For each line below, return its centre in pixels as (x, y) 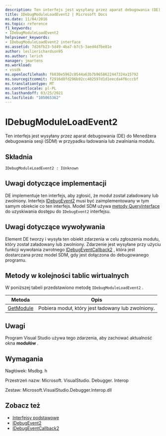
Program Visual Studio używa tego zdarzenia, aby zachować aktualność (79, 338)
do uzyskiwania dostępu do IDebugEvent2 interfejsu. (58, 211)
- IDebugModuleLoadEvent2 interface (43, 42)
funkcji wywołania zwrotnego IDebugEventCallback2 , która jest (70, 250)
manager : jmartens (24, 61)
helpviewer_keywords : (28, 38)
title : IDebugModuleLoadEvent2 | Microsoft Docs (56, 14)
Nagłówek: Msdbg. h (26, 371)
